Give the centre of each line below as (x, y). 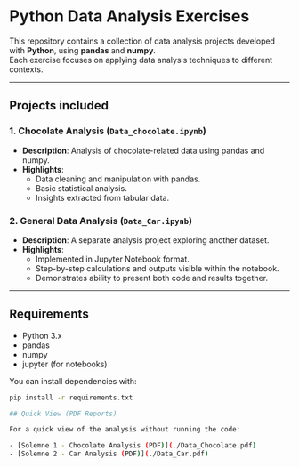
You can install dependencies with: (73, 381)
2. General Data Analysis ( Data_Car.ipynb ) (101, 221)
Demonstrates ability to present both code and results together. (152, 278)
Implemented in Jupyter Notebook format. (112, 259)
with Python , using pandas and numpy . (82, 50)
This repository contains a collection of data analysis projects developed (142, 41)
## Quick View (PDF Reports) (63, 414)
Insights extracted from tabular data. (102, 197)
